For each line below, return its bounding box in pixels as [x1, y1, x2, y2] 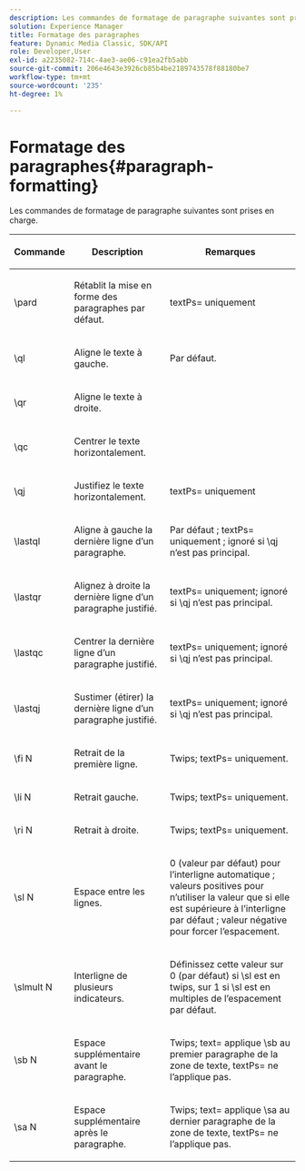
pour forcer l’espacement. [169, 925, 280, 938]
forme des [74, 290, 118, 303]
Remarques [205, 246, 256, 258]
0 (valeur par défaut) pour [169, 857, 281, 870]
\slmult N [14, 981, 53, 994]
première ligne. [74, 758, 138, 771]
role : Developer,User [9, 47, 92, 56]
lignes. [74, 897, 103, 910]
